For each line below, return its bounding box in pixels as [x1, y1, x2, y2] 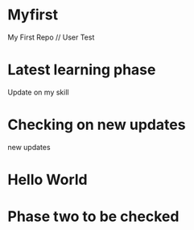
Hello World [7, 171, 88, 189]
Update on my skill [7, 87, 69, 97]
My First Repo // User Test [7, 32, 95, 42]
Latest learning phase [7, 61, 156, 79]
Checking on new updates [7, 115, 186, 134]
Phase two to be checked [7, 207, 180, 226]
